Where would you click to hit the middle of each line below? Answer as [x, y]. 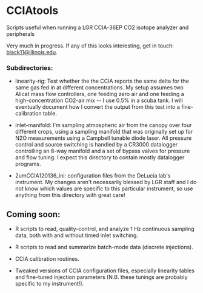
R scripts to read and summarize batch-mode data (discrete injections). [104, 247]
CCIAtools [32, 11]
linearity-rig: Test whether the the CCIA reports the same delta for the [102, 81]
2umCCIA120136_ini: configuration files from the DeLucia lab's [93, 176]
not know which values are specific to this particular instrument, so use [104, 188]
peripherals [21, 33]
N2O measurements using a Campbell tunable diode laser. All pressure [103, 138]
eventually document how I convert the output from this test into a [98, 107]
